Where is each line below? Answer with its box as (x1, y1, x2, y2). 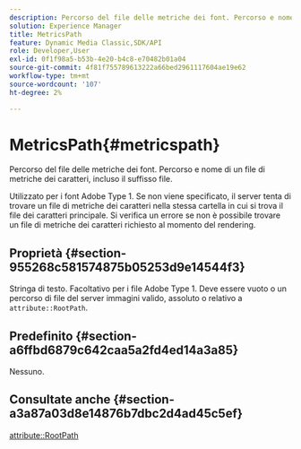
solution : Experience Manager (9, 22, 123, 30)
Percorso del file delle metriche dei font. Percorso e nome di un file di (9, 164, 266, 175)
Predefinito (9, 328, 73, 343)
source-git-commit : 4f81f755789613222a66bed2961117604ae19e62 (9, 64, 246, 73)
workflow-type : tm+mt (9, 72, 90, 81)
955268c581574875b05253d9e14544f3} (9, 259, 245, 274)
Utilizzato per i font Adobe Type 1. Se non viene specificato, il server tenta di (9, 191, 291, 202)
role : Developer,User (9, 47, 90, 56)
